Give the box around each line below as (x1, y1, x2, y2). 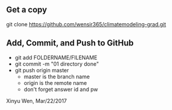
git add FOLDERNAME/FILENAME (14, 54, 97, 61)
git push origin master (14, 66, 69, 74)
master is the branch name (23, 73, 90, 80)
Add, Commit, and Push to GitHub (6, 38, 134, 48)
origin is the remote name (23, 79, 87, 86)
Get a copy (6, 5, 47, 15)
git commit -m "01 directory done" (14, 60, 99, 68)
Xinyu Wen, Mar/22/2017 (6, 97, 67, 104)
